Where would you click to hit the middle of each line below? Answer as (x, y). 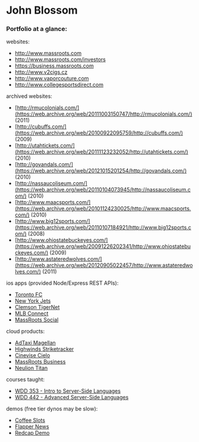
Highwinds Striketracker (44, 349)
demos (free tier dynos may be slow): (52, 409)
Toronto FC (29, 295)
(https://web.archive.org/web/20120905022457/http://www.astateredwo (104, 265)
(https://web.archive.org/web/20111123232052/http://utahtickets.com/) (101, 152)
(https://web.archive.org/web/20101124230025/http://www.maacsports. (103, 209)
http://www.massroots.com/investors (60, 59)
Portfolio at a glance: (37, 29)
